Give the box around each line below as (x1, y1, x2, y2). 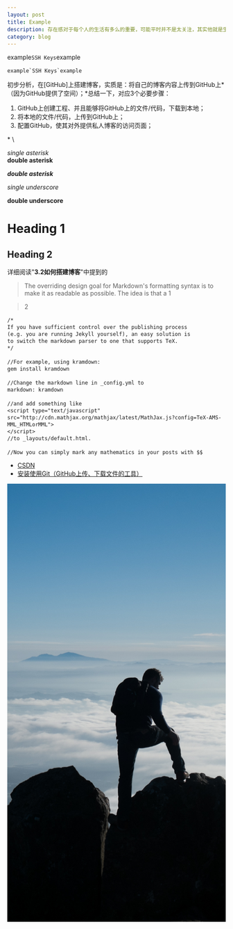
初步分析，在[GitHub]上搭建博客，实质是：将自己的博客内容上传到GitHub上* (7, 81, 225, 89)
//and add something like (7, 401, 82, 407)
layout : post (7, 11, 45, 18)
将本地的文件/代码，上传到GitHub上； (17, 113, 125, 121)
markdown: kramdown (7, 387, 64, 394)
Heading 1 (7, 221, 66, 236)
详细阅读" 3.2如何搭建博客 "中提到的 (7, 268, 108, 276)
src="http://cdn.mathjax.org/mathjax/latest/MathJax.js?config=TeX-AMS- (7, 414, 222, 421)
